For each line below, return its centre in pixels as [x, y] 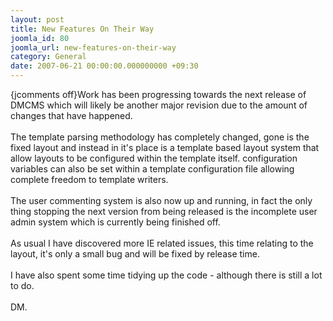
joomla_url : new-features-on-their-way [93, 47]
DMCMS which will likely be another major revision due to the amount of [159, 105]
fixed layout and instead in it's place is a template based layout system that [165, 147]
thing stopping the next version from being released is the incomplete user [164, 211]
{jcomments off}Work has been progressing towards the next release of [158, 94]
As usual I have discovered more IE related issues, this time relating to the [162, 243]
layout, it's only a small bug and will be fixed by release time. [135, 254]
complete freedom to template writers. [89, 179]
